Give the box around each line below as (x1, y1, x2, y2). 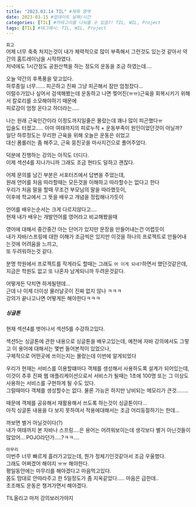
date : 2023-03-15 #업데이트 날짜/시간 (6, 14, 91, 20)
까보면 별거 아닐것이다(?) (6, 419, 63, 427)
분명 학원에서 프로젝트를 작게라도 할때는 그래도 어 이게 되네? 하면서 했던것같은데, (6, 260, 188, 267)
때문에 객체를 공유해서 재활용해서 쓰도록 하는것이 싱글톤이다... (6, 399, 147, 407)
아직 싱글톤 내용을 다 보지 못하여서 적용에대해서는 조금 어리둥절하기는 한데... (6, 407, 180, 414)
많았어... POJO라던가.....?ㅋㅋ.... (6, 434, 80, 441)
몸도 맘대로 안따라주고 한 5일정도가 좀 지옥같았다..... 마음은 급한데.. (6, 475, 159, 482)
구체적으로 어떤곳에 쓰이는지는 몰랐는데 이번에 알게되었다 (6, 352, 137, 360)
